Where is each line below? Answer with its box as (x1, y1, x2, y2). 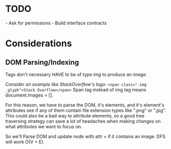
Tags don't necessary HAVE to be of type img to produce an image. (5, 71, 148, 77)
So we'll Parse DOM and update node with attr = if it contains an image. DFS (5, 133, 166, 139)
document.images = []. (5, 92, 54, 98)
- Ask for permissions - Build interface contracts (5, 20, 107, 26)
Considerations (5, 38, 72, 49)
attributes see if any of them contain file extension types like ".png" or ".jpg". (5, 107, 166, 113)
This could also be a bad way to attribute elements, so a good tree (5, 112, 144, 118)
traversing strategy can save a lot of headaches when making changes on (5, 118, 161, 124)
